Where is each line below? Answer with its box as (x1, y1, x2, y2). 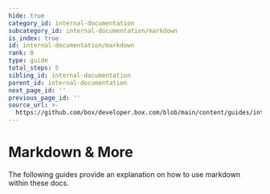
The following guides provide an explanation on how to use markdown (8, 169, 241, 179)
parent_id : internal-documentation (8, 79, 128, 87)
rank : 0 (8, 49, 35, 57)
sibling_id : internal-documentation (8, 71, 131, 79)
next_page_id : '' (8, 86, 67, 95)
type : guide (8, 57, 48, 65)
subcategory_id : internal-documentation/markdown (8, 26, 178, 34)
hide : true (8, 11, 45, 20)
